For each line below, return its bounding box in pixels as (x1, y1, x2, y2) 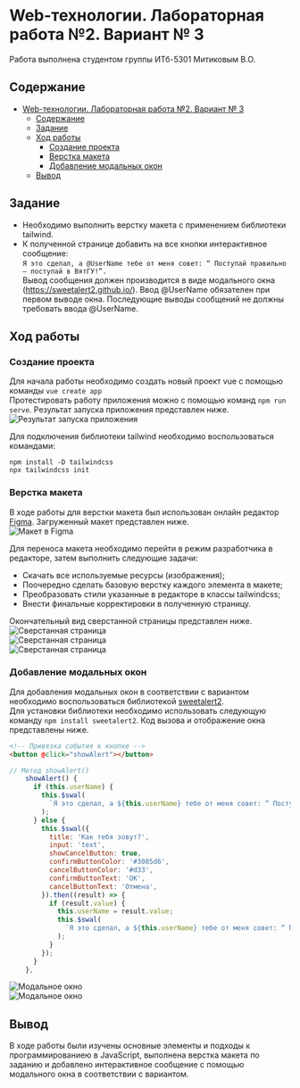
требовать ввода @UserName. (21, 303, 138, 313)
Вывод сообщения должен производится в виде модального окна (21, 274, 275, 286)
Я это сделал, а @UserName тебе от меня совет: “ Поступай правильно (21, 259, 287, 268)
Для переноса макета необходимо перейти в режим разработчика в (9, 543, 274, 553)
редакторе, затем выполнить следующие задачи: (9, 552, 198, 563)
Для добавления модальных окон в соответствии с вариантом (9, 686, 250, 697)
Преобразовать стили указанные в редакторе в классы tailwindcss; (21, 588, 281, 599)
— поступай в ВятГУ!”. (21, 267, 107, 276)
